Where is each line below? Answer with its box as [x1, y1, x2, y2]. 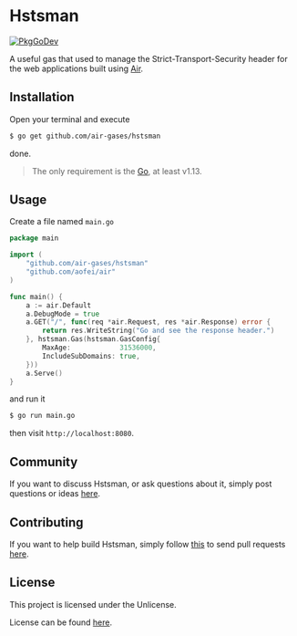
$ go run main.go [9, 412, 76, 421]
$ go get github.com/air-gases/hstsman [9, 131, 161, 141]
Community [9, 454, 78, 470]
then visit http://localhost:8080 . [9, 428, 135, 439]
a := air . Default [26, 300, 92, 310]
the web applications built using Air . [9, 63, 144, 74]
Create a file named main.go [9, 216, 115, 227]
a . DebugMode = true [26, 309, 100, 318]
